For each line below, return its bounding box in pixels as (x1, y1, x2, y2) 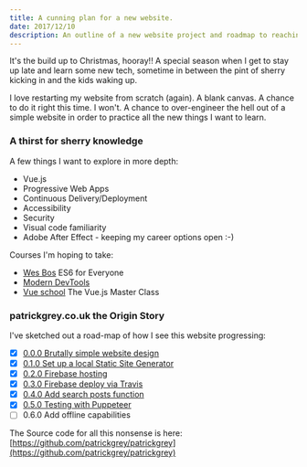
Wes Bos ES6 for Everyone (22, 267, 124, 278)
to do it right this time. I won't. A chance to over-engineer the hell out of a (9, 102, 286, 113)
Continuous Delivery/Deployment (22, 193, 148, 204)
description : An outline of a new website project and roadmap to (9, 30, 268, 39)
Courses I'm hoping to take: (9, 249, 114, 260)
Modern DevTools (22, 276, 90, 288)
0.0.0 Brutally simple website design (22, 347, 160, 358)
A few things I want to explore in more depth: (9, 155, 179, 166)
